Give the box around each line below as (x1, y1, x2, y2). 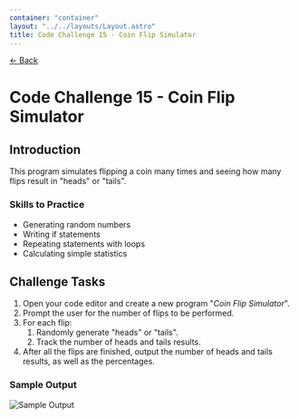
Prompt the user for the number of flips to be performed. (22, 307, 235, 318)
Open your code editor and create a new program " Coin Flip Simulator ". (22, 298, 290, 309)
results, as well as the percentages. (22, 356, 156, 367)
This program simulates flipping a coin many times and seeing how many (9, 166, 282, 177)
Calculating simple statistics (22, 248, 128, 258)
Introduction (9, 141, 82, 157)
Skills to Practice (9, 199, 85, 211)
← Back (9, 55, 38, 66)
